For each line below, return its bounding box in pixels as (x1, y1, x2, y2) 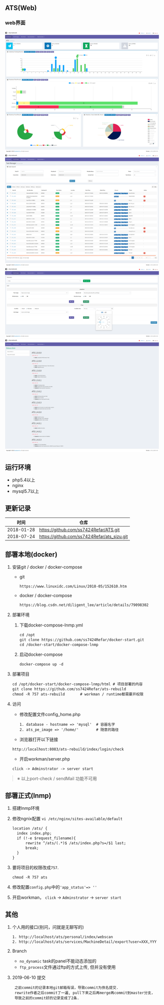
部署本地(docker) (5, 550, 58, 558)
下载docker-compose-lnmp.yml (19, 622, 83, 628)
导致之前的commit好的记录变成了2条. (14, 996, 80, 1001)
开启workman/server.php (19, 756, 70, 762)
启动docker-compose (19, 651, 63, 657)
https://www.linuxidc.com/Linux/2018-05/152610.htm (19, 584, 127, 589)
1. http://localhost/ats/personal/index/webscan (12, 935, 113, 939)
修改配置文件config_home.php (19, 712, 81, 717)
